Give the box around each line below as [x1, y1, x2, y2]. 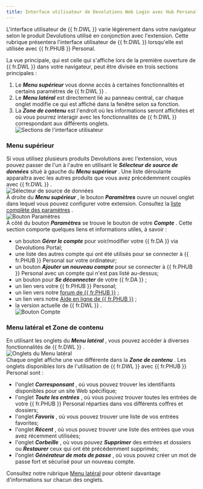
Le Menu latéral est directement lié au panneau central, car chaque [14, 94, 184, 101]
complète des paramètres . [6, 206, 74, 214]
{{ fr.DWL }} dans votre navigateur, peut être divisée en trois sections [6, 63, 178, 70]
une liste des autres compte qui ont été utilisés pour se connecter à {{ [14, 250, 189, 257]
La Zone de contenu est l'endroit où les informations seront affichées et [14, 107, 195, 114]
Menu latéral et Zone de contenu [6, 323, 104, 332]
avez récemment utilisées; [14, 432, 80, 439]
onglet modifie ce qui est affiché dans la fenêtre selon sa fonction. [14, 100, 180, 108]
